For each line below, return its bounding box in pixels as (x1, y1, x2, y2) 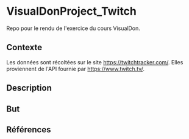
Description (6, 83, 52, 93)
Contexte (6, 42, 43, 53)
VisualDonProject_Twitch (6, 4, 137, 18)
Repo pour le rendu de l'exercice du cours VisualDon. (6, 24, 140, 32)
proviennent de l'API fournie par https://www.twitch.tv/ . (6, 65, 145, 72)
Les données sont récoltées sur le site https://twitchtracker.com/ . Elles (6, 58, 184, 66)
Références (6, 124, 51, 135)
